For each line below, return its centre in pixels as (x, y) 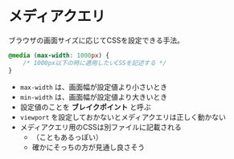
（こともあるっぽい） (67, 137)
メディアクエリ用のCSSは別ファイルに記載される (101, 127)
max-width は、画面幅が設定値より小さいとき (93, 87)
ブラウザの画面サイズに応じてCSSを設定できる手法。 (96, 40)
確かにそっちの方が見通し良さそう (88, 147)
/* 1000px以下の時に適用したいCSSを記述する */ (95, 63)
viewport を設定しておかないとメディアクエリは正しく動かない (123, 116)
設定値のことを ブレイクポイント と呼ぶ (85, 107)
